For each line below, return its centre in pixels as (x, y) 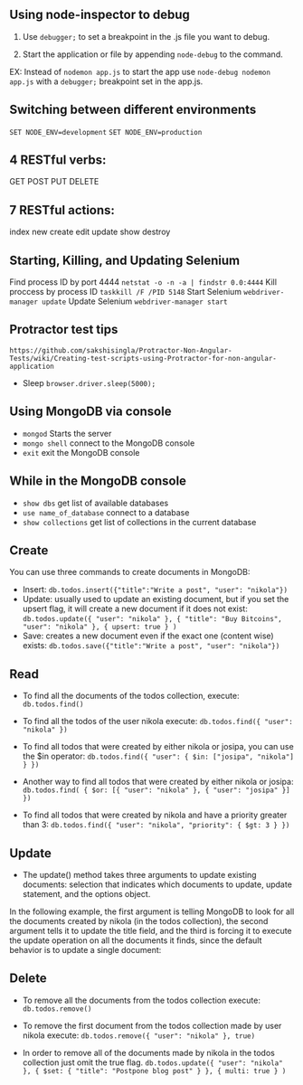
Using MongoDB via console (90, 412)
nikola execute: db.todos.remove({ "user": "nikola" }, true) (139, 1035)
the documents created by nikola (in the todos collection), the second (139, 920)
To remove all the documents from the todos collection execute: (141, 1000)
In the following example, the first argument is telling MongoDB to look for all (152, 911)
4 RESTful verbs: (58, 160)
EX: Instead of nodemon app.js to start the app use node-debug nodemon (140, 71)
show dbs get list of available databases (95, 503)
